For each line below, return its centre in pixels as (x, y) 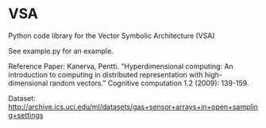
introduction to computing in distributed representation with (106, 74)
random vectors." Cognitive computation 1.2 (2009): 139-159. (149, 83)
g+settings (26, 115)
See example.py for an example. (61, 51)
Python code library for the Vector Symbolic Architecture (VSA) (112, 36)
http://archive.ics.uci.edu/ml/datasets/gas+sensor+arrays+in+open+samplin (133, 107)
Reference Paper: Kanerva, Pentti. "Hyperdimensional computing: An (121, 66)
